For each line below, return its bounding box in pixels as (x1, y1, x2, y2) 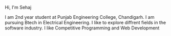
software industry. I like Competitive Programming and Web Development (5, 25, 160, 31)
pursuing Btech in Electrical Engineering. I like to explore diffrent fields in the (5, 20, 166, 25)
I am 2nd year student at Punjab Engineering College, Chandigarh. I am (5, 14, 155, 20)
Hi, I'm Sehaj (5, 5, 32, 10)
